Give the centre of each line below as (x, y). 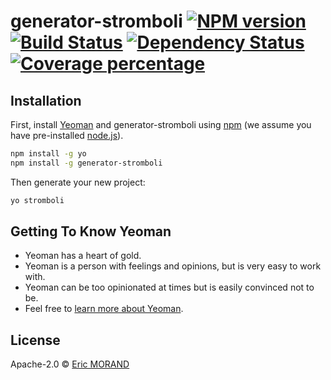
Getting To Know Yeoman (91, 231)
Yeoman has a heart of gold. (83, 256)
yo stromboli (37, 200)
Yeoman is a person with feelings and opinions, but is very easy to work (173, 266)
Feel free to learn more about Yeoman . (104, 309)
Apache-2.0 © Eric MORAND (70, 364)
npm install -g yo (48, 154)
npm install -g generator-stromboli (86, 163)
